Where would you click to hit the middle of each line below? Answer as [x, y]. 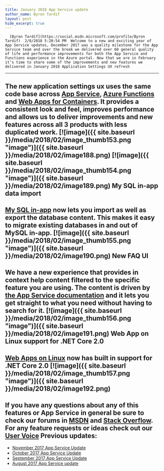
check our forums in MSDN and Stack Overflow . [79, 421]
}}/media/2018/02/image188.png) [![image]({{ [77, 155]
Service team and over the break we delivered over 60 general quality [79, 49]
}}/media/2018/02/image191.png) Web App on [77, 334]
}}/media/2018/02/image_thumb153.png [68, 140]
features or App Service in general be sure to [75, 413]
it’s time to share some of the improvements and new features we [74, 62]
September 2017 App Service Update [50, 458]
